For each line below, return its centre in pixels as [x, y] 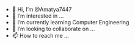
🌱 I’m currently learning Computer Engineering [71, 22]
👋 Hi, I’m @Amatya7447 [42, 9]
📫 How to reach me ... [40, 36]
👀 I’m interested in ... [38, 16]
